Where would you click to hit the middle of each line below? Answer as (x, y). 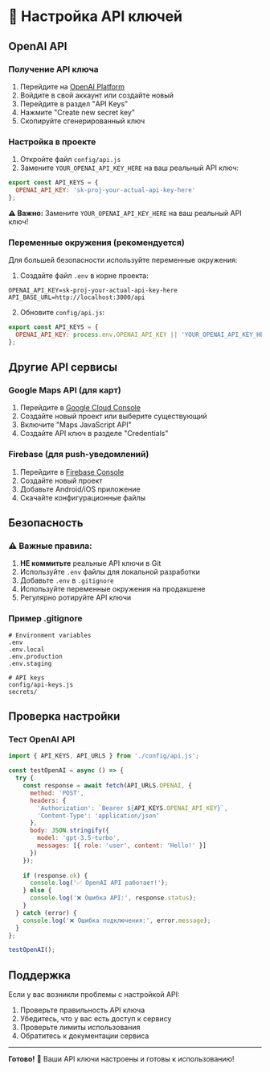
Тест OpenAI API (42, 739)
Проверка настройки (64, 717)
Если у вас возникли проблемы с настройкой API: (94, 995)
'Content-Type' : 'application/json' (98, 816)
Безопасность (46, 523)
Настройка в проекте (52, 142)
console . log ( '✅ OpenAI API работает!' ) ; (99, 883)
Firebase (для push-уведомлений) (79, 455)
